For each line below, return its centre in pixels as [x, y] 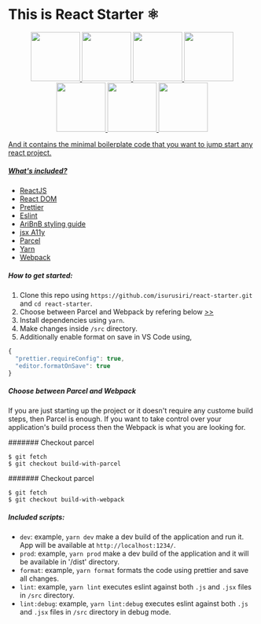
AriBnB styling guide [53, 224]
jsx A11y [32, 232]
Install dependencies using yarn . [72, 320]
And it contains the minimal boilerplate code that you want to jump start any [130, 144]
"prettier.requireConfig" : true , [70, 358]
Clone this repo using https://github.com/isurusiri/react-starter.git [136, 295]
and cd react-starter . [56, 303]
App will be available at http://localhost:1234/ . [97, 545]
